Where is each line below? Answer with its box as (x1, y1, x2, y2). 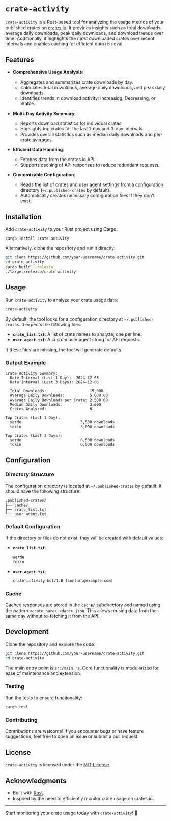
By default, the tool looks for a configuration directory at (5, 315, 123, 322)
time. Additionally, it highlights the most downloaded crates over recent (5, 35, 155, 41)
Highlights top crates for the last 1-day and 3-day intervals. (20, 125, 144, 131)
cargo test (5, 704, 28, 709)
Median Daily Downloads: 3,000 (10, 402, 101, 407)
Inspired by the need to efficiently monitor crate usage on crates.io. (12, 796, 154, 802)
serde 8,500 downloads (10, 437, 115, 442)
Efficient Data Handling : (12, 146, 65, 152)
